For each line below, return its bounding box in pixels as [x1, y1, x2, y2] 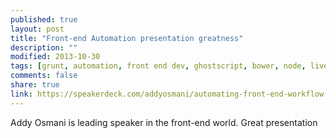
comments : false [10, 71, 78, 81]
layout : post [10, 24, 65, 34]
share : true [10, 80, 60, 90]
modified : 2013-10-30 [10, 52, 101, 62]
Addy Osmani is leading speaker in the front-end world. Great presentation [10, 116, 318, 128]
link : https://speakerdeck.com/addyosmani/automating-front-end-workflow [10, 89, 325, 99]
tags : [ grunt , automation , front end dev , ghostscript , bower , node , [10, 61, 307, 71]
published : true [10, 14, 78, 25]
